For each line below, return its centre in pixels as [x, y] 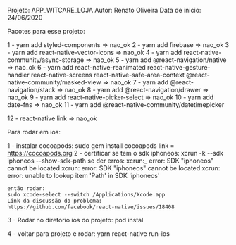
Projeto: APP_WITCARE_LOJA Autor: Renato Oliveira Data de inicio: [104, 10]
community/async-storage [46, 60]
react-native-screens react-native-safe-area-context [108, 75]
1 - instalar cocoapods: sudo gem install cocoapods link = [91, 146]
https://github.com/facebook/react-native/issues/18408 [91, 207]
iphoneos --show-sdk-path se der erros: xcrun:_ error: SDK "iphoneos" [111, 161]
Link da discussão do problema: [55, 201]
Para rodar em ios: [34, 132]
